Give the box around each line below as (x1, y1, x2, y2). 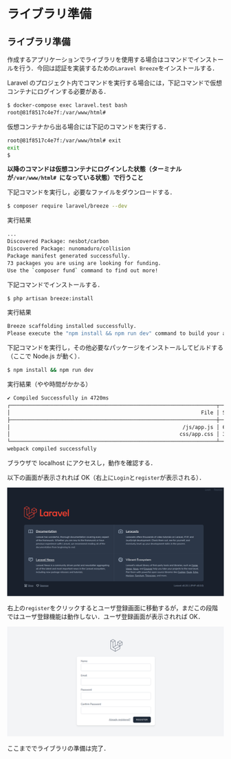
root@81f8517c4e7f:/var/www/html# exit (7, 137, 122, 144)
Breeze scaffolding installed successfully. (7, 323, 137, 330)
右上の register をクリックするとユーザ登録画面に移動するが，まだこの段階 (7, 604, 219, 612)
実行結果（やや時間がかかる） (7, 380, 91, 388)
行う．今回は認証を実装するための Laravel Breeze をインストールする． (19, 64, 219, 72)
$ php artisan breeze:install (7, 295, 94, 302)
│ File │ (7, 409, 220, 416)
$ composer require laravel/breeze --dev (7, 202, 128, 210)
